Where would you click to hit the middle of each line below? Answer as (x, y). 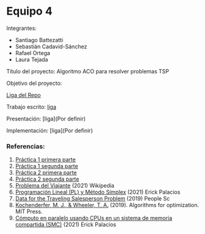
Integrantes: (21, 28)
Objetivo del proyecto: (34, 83)
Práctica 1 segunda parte (47, 166)
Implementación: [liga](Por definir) (50, 130)
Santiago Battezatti (39, 40)
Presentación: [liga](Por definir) (46, 119)
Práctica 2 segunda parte (47, 179)
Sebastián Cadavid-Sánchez (51, 46)
